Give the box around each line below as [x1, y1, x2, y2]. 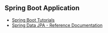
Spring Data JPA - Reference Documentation [11, 22, 103, 28]
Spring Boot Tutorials [11, 17, 55, 23]
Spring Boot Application [4, 4, 80, 12]
